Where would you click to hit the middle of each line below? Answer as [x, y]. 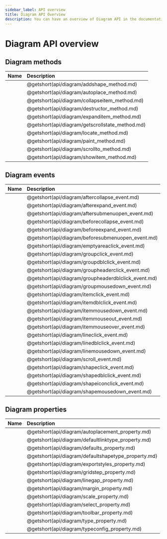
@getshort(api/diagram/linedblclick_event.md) [81, 343]
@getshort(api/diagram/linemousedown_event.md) [86, 351]
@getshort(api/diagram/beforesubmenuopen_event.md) [92, 238]
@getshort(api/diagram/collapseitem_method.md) [85, 101]
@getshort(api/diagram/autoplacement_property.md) [89, 432]
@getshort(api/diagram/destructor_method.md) [82, 109]
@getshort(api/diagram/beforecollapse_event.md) [85, 222]
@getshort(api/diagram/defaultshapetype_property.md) [92, 456]
